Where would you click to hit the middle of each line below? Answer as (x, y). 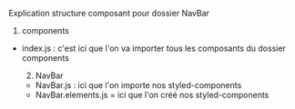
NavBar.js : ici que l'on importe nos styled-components (138, 85)
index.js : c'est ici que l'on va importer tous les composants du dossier (153, 48)
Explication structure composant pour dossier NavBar (109, 13)
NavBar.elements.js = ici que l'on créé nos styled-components (152, 95)
